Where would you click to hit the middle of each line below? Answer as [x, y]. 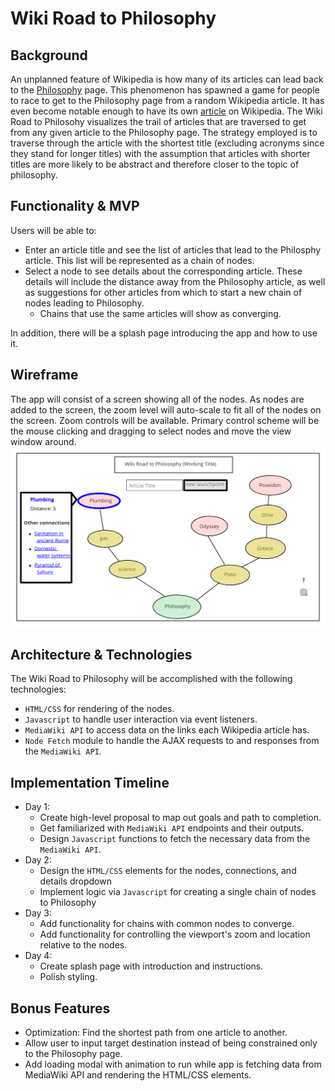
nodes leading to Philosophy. [84, 303]
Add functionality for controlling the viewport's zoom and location [175, 934]
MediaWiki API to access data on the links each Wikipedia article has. [167, 730]
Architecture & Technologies [101, 654]
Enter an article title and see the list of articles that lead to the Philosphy [173, 249]
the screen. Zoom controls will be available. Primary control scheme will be [165, 420]
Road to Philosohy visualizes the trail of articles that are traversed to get [158, 121]
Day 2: [38, 860]
